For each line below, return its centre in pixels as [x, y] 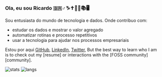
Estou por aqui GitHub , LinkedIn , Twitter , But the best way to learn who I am [81, 50]
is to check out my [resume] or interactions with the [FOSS [64, 55]
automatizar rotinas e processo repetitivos [55, 35]
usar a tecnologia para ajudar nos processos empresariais [71, 40]
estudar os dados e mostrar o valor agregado [58, 30]
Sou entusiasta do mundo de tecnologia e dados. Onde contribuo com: [76, 20]
